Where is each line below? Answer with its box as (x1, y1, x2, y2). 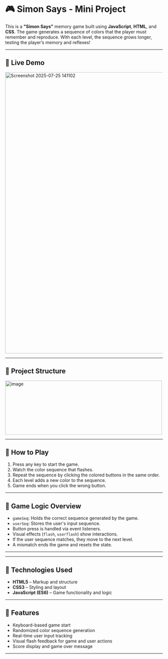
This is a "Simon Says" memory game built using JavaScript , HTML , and (5, 23, 156, 30)
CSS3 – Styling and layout (12, 584, 66, 590)
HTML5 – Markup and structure (12, 579, 77, 585)
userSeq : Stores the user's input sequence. (12, 520, 100, 526)
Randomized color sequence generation (12, 627, 95, 633)
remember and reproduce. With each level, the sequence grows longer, (5, 34, 152, 40)
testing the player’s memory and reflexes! (5, 39, 91, 45)
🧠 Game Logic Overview (5, 502, 81, 510)
